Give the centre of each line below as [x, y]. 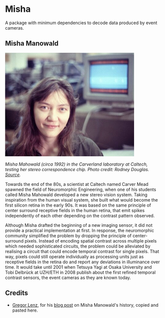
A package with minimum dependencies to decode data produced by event [81, 23]
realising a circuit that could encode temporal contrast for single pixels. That [82, 251]
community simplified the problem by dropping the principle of [68, 236]
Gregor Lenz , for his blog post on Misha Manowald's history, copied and [85, 305]
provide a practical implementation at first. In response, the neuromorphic [80, 230]
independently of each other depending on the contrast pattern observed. [80, 215]
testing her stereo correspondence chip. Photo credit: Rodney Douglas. [77, 169]
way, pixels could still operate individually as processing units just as [74, 256]
